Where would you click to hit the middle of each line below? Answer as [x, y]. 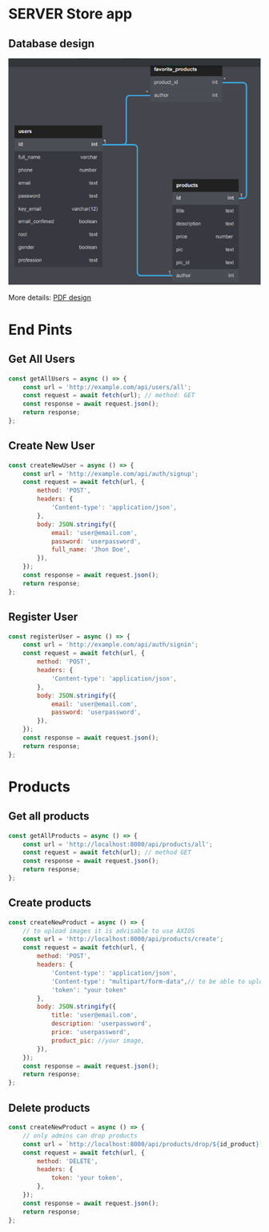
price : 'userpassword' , [90, 1033]
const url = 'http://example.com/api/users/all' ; [107, 387]
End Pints [40, 330]
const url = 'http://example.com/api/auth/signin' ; [110, 645]
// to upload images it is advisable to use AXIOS [109, 931]
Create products [50, 903]
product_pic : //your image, [98, 1041]
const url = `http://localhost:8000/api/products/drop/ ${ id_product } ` [143, 1144]
